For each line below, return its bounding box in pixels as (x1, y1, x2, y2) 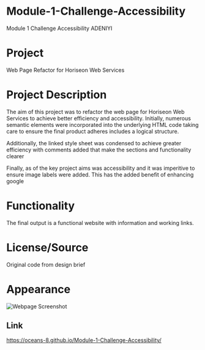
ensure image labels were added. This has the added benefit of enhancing (6, 170, 194, 178)
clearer (6, 152, 24, 160)
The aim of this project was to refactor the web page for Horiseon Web (6, 108, 185, 115)
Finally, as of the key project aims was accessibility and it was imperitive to (6, 164, 195, 172)
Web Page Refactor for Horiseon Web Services (6, 66, 125, 74)
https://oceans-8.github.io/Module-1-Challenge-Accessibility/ (6, 337, 162, 344)
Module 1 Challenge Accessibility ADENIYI (6, 25, 113, 32)
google (6, 177, 24, 185)
